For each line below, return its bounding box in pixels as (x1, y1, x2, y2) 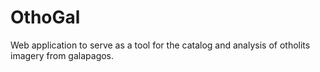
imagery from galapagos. (10, 49, 115, 61)
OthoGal (10, 6, 81, 29)
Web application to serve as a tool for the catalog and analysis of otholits (10, 39, 311, 51)
